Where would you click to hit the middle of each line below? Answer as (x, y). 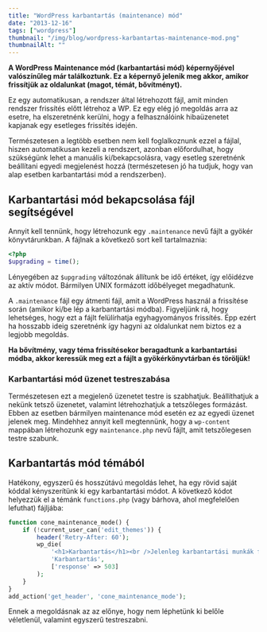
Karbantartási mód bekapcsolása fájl (102, 200)
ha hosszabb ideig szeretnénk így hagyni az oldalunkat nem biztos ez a (125, 326)
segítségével (41, 212)
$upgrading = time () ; (44, 262)
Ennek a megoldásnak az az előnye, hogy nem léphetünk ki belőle (116, 611)
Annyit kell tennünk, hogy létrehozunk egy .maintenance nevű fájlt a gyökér (131, 231)
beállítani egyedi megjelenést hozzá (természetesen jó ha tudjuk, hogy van (131, 166)
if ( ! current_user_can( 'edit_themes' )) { (92, 529)
